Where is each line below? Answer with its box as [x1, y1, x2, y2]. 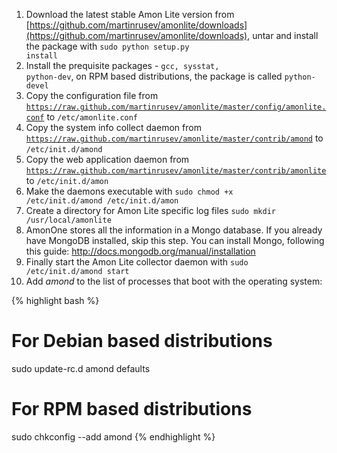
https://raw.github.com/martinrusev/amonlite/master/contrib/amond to [25, 132, 324, 144]
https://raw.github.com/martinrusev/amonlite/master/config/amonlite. [25, 102, 327, 112]
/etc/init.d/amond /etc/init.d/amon [25, 196, 179, 206]
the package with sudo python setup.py [25, 40, 190, 52]
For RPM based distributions [11, 398, 253, 421]
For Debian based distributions [11, 330, 273, 353]
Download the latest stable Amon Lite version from [25, 9, 235, 20]
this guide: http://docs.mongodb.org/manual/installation [25, 245, 256, 257]
